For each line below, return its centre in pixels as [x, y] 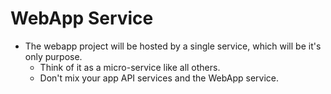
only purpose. [53, 56]
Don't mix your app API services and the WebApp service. [159, 78]
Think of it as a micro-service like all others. [130, 67]
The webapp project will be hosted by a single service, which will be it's [173, 46]
